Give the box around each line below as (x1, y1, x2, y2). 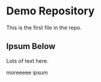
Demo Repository (6, 4, 95, 18)
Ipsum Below (6, 41, 56, 51)
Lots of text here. (6, 57, 49, 64)
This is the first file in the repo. (6, 24, 82, 31)
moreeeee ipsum (6, 69, 48, 76)
